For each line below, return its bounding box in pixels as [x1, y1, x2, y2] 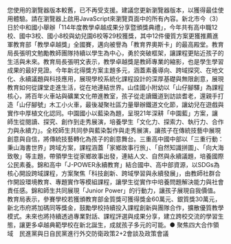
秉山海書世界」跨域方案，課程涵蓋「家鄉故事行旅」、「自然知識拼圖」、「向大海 [7, 144, 224, 151]
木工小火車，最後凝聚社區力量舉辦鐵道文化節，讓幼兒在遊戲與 [49, 100, 224, 109]
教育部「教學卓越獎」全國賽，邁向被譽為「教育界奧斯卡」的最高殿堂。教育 [12, 41, 224, 48]
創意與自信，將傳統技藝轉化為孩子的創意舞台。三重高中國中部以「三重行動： [7, 135, 224, 143]
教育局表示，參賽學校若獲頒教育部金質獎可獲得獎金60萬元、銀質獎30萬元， [7, 195, 221, 203]
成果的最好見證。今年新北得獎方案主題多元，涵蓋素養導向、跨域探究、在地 [7, 66, 218, 74]
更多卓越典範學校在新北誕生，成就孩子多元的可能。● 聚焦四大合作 [25, 221, 213, 229]
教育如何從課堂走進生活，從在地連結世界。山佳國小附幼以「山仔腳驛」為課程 [7, 83, 224, 91]
